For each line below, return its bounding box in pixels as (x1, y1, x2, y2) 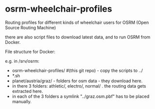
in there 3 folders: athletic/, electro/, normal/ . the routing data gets (12, 83, 146, 89)
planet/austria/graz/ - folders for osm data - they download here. (12, 78, 143, 84)
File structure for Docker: (5, 49, 56, 54)
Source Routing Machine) (5, 24, 56, 30)
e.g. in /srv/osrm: (5, 58, 39, 64)
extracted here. (12, 88, 43, 94)
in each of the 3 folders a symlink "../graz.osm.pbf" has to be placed (12, 93, 150, 99)
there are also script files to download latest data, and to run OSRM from (5, 34, 151, 40)
